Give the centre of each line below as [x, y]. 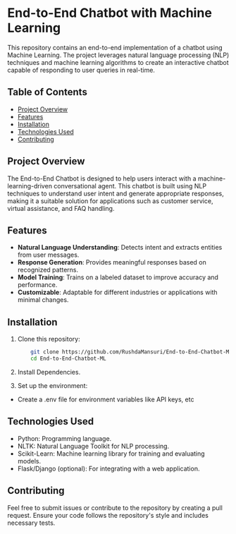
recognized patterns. [48, 270]
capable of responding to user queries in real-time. [81, 70]
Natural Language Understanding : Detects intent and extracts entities [120, 248]
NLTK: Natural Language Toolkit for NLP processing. [93, 446]
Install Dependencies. [49, 372]
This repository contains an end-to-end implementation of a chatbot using [115, 47]
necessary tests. [31, 523]
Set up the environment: [52, 385]
